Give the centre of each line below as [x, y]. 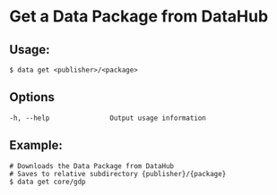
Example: [36, 145]
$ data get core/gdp [48, 182]
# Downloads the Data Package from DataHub [92, 166]
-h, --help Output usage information [108, 118]
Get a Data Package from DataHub [139, 17]
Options [32, 97]
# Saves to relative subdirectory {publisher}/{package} [118, 174]
